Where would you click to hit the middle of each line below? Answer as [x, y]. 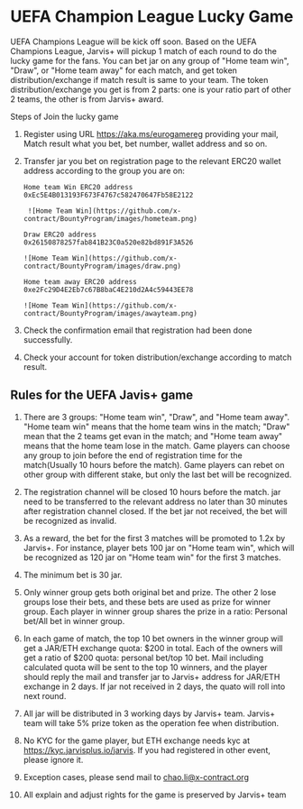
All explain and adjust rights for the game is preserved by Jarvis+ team [155, 795]
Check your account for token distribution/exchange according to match [157, 357]
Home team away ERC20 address [80, 281]
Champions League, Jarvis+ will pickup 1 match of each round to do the [144, 51]
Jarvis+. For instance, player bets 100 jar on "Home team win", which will [159, 547]
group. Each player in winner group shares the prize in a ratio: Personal [155, 611]
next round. [45, 695]
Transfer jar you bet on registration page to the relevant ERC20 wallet [152, 161]
